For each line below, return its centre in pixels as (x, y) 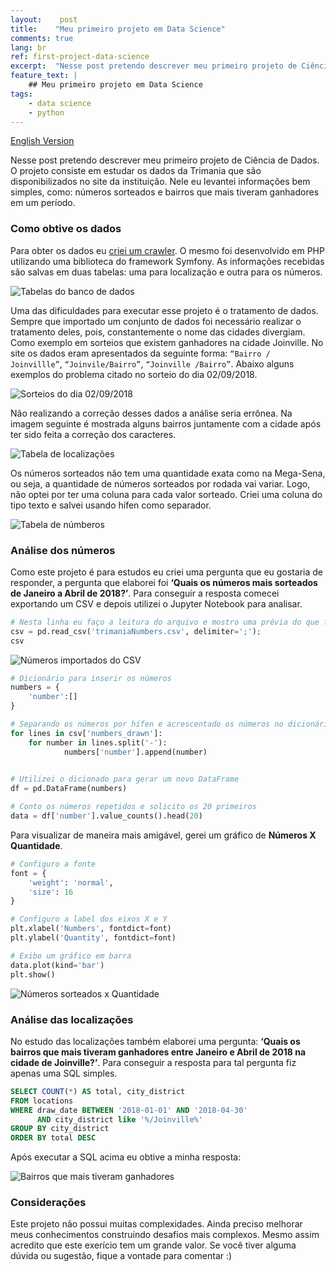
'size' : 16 (51, 892)
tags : (21, 94)
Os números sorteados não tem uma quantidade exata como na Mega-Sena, (168, 473)
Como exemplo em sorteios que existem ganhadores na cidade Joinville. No (167, 342)
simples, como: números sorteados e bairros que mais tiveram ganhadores (165, 192)
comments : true (42, 38)
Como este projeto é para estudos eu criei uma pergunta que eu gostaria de (166, 572)
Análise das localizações (72, 1019)
